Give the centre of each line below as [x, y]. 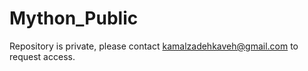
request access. [42, 56]
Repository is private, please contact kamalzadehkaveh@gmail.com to [154, 46]
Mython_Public [74, 18]
